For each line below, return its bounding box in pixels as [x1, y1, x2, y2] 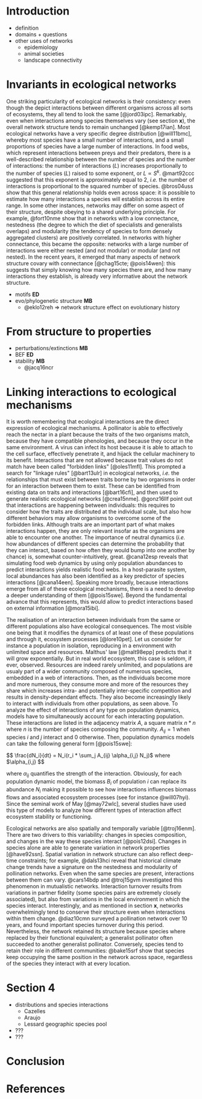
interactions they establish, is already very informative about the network [6, 272, 188, 280]
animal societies [24, 50, 65, 57]
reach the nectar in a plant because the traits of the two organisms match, [6, 431, 191, 438]
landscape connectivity [24, 56, 83, 64]
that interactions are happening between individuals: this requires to [6, 501, 175, 509]
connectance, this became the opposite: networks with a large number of [6, 240, 189, 248]
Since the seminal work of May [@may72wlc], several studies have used [6, 800, 186, 807]
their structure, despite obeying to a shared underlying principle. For [6, 208, 176, 216]
